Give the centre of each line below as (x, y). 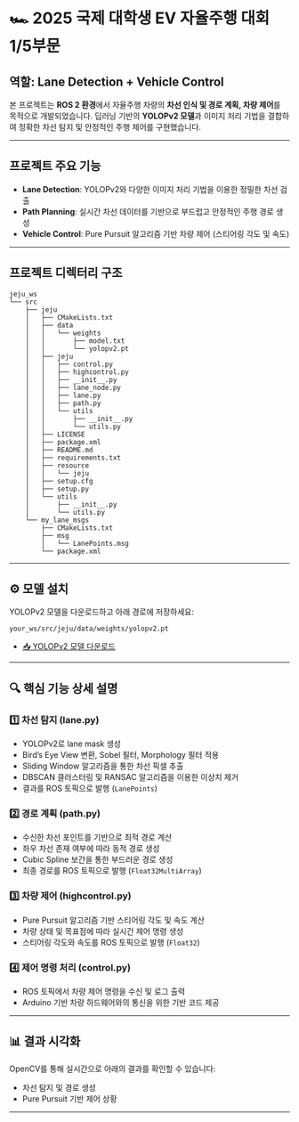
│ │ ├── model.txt (75, 341)
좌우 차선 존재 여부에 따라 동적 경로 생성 (91, 849)
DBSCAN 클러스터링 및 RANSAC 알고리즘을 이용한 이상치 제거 (130, 777)
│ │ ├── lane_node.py (73, 387)
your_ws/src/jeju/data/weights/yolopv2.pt (89, 629)
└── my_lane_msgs (57, 520)
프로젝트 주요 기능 (55, 166)
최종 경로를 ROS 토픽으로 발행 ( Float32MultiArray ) (112, 871)
